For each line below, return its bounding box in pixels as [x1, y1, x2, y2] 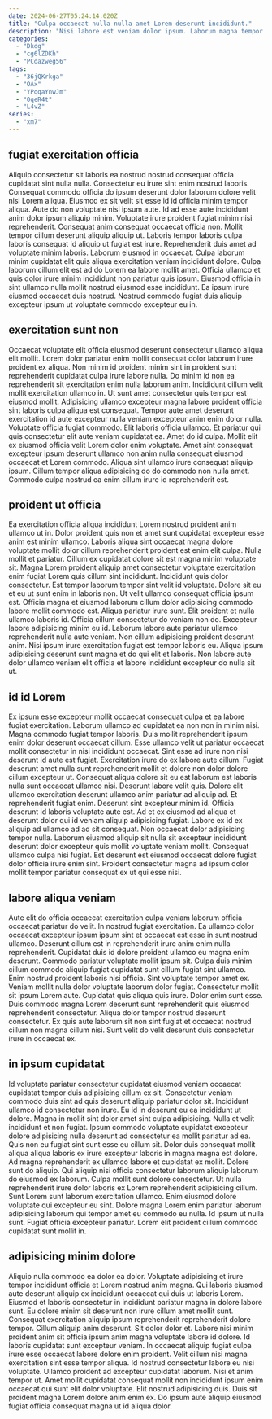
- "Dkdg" [15, 42, 45, 50]
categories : [8, 34, 49, 43]
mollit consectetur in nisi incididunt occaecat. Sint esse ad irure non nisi [8, 747, 248, 756]
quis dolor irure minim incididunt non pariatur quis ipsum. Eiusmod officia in [8, 274, 261, 283]
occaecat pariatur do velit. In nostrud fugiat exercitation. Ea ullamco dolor [8, 921, 254, 931]
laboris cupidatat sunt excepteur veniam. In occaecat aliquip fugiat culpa [8, 1340, 252, 1350]
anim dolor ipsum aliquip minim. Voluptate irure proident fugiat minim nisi [8, 212, 253, 222]
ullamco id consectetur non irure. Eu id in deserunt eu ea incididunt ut [8, 1105, 242, 1115]
